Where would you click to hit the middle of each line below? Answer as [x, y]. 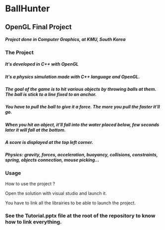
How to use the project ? [30, 184]
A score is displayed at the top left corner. [49, 142]
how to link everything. [33, 222]
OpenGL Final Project [38, 27]
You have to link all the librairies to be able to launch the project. [71, 203]
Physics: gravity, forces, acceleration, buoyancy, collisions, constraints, [82, 155]
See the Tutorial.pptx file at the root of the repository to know [80, 216]
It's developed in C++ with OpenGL [42, 64]
